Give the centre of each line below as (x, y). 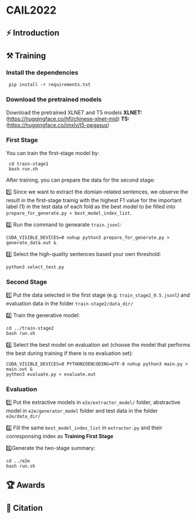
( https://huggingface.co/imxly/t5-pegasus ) (58, 125)
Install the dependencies (42, 73)
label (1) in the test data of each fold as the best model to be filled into (91, 206)
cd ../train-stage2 (30, 329)
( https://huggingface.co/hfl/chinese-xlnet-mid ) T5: (68, 119)
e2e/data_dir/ (24, 416)
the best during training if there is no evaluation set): (70, 353)
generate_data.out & (31, 242)
